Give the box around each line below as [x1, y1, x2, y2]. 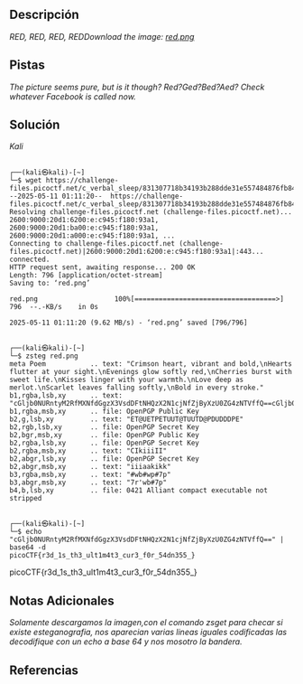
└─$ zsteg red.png [9, 351, 78, 361]
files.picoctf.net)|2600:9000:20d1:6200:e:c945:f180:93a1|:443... [9, 248, 264, 257]
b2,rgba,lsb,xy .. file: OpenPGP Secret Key [9, 438, 200, 448]
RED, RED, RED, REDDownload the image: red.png [9, 31, 195, 42]
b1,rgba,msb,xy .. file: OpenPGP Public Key [9, 407, 200, 417]
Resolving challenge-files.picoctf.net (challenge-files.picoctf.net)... [9, 208, 293, 217]
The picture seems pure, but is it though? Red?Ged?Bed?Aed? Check [9, 81, 265, 92]
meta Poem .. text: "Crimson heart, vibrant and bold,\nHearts [9, 360, 293, 369]
